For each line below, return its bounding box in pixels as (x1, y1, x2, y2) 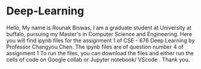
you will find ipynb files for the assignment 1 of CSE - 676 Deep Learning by (6, 37, 195, 44)
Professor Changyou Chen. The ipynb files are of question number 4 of (6, 43, 184, 50)
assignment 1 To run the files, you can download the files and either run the (6, 49, 194, 56)
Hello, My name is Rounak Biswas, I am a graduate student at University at (6, 24, 192, 31)
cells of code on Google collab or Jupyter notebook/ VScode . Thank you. (6, 56, 190, 63)
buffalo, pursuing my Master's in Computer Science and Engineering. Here (6, 30, 193, 37)
